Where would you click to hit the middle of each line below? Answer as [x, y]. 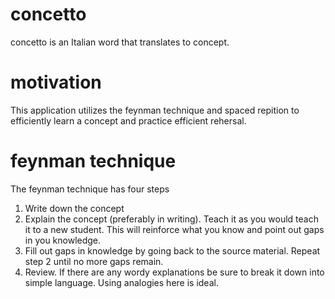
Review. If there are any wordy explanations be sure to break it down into [174, 272]
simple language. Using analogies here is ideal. [121, 282]
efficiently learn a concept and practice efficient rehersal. [128, 120]
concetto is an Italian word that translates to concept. [120, 42]
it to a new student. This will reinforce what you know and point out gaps [174, 229]
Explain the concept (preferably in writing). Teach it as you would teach [171, 219]
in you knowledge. [63, 240]
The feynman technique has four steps [90, 189]
